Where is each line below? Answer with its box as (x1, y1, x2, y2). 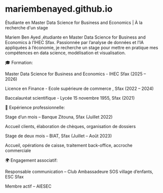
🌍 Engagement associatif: (5, 157, 58, 163)
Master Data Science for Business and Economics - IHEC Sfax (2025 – (5, 71, 146, 77)
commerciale (5, 148, 31, 153)
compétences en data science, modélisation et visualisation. (5, 50, 126, 56)
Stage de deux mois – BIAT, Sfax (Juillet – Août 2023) (5, 133, 112, 139)
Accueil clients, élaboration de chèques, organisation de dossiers (5, 123, 136, 129)
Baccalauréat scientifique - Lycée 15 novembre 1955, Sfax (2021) (5, 95, 135, 101)
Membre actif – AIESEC (5, 183, 52, 189)
